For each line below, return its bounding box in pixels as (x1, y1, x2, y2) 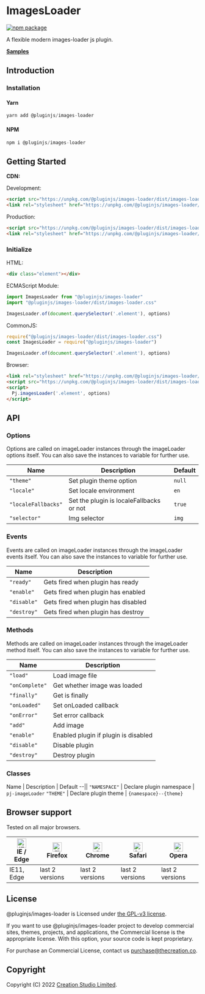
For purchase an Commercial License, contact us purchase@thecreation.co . (6, 947, 198, 954)
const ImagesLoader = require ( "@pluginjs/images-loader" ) (6, 339, 157, 345)
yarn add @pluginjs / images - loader (6, 113, 95, 119)
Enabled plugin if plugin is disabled (52, 731, 153, 739)
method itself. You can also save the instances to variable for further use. (6, 646, 190, 653)
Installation (6, 84, 41, 92)
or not (68, 504, 86, 513)
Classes (6, 769, 31, 778)
